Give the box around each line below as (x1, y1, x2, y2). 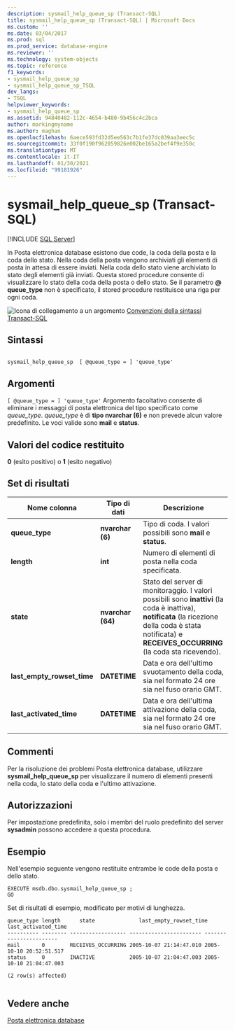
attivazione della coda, (143, 704, 217, 714)
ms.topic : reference (7, 62, 68, 69)
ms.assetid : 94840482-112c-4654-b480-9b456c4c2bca (7, 114, 158, 121)
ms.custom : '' (7, 23, 49, 30)
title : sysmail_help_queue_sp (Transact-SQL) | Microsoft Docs (7, 17, 196, 24)
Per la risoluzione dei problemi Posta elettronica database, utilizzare (7, 764, 203, 773)
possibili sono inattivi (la (143, 594, 224, 604)
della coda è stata (143, 620, 201, 630)
